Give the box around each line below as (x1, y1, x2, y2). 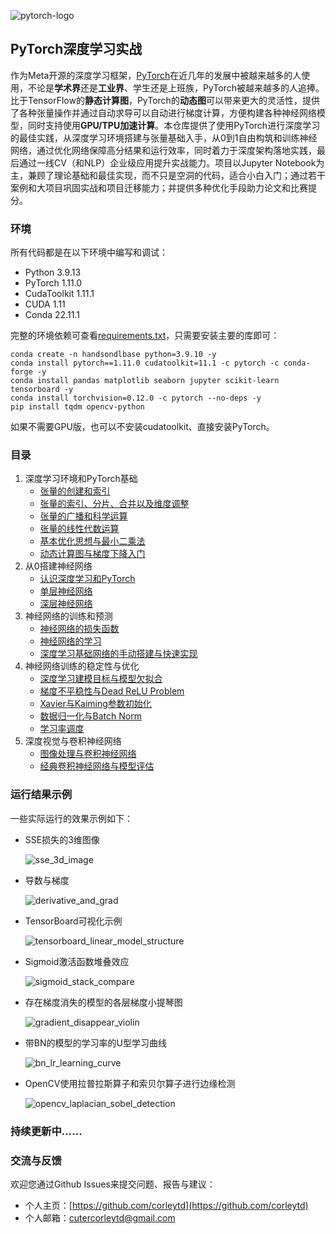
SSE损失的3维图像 (24, 833, 100, 845)
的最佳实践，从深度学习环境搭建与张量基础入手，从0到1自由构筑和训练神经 (10, 131, 318, 144)
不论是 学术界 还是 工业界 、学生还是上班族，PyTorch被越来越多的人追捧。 (27, 81, 325, 94)
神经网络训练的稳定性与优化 (24, 660, 140, 672)
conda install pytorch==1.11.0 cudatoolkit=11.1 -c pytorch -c (10, 358, 280, 369)
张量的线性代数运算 (39, 523, 120, 535)
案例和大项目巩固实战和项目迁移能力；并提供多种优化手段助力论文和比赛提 (10, 181, 317, 194)
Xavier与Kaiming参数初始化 (39, 698, 152, 710)
